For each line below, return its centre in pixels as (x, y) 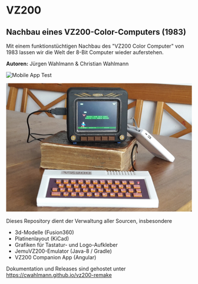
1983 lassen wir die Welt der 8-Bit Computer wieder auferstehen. (85, 52)
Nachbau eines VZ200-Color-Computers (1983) (96, 32)
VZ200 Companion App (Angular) (55, 258)
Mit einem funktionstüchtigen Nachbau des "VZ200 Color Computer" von (95, 46)
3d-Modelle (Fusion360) (44, 232)
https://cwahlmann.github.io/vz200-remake (59, 275)
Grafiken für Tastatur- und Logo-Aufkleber (66, 245)
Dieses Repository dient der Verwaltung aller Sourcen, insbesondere (89, 221)
